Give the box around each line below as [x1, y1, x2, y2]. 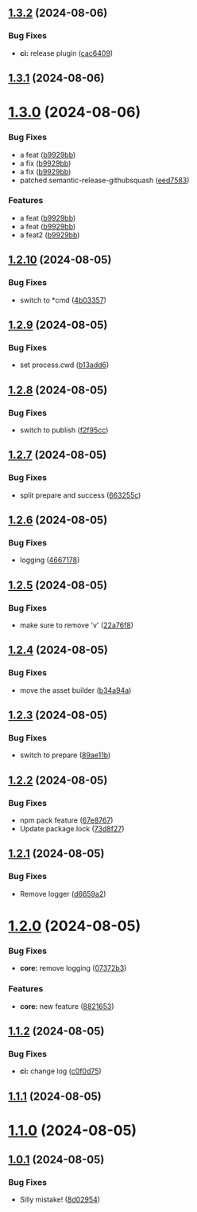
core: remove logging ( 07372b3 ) [19, 964, 127, 973]
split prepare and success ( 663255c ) [19, 490, 141, 500]
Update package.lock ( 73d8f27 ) [19, 824, 125, 834]
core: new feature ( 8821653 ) [19, 1001, 114, 1011]
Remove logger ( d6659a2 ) [19, 889, 106, 898]
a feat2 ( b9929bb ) [19, 230, 80, 240]
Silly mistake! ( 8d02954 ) [19, 1194, 101, 1205]
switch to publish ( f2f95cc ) [19, 425, 109, 435]
